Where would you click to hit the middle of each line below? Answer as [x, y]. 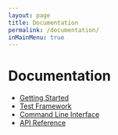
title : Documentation [43, 23]
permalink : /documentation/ [54, 30]
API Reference [43, 123]
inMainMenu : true [36, 37]
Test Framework [45, 106]
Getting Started [44, 98]
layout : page [29, 15]
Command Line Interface [59, 115]
